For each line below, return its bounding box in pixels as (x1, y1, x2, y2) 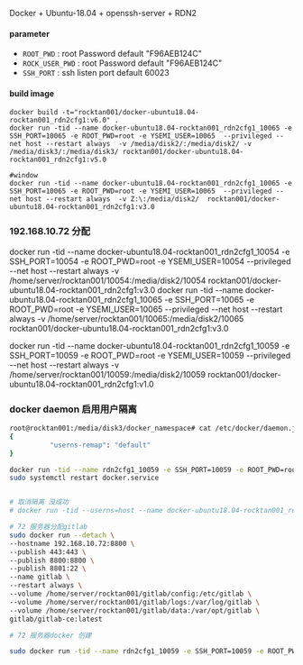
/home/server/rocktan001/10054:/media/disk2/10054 (9, 275, 207, 286)
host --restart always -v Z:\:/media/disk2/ (25, 195, 200, 204)
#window (9, 171, 39, 180)
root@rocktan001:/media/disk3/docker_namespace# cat (9, 424, 212, 433)
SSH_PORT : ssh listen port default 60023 (22, 68, 170, 78)
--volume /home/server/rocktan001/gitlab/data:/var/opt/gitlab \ (9, 606, 260, 615)
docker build (9, 108, 59, 117)
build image (9, 87, 55, 98)
